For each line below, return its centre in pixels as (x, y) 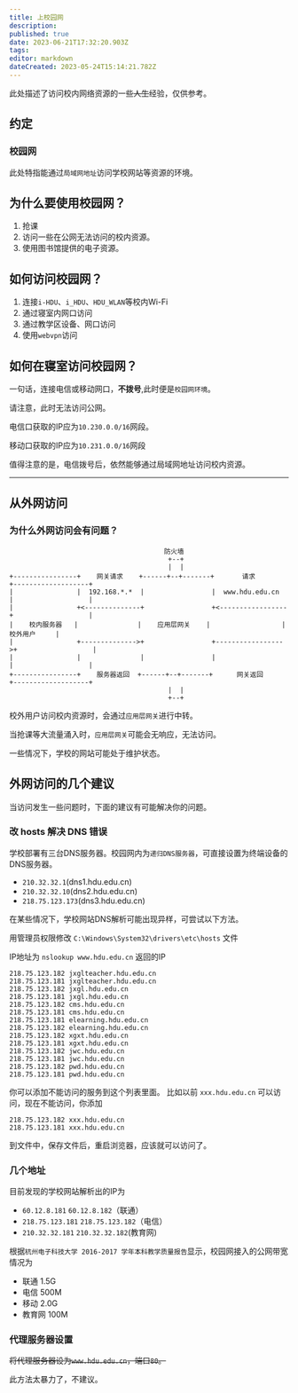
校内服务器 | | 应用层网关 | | (157, 625)
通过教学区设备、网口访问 (69, 324)
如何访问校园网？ (56, 279)
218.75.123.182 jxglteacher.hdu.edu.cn (83, 973)
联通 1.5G (39, 1281)
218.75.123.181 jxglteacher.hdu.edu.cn (83, 981)
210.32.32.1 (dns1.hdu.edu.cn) (77, 881)
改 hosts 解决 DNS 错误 (59, 832)
